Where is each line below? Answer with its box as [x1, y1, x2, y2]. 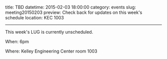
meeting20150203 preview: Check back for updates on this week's [5, 9, 143, 15]
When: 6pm [5, 39, 29, 44]
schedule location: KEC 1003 [5, 15, 64, 20]
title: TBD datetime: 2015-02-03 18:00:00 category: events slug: [5, 4, 136, 10]
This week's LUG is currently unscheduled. [5, 29, 93, 35]
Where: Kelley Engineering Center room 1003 [5, 48, 98, 54]
